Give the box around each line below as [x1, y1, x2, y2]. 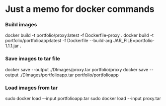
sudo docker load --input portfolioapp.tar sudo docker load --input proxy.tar [5, 96, 162, 102]
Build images [5, 21, 37, 28]
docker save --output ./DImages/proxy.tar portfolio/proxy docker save [5, 66, 149, 72]
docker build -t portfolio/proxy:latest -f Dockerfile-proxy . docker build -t [5, 32, 154, 38]
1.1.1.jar [5, 43, 19, 49]
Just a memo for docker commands [5, 3, 155, 15]
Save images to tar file [5, 55, 61, 62]
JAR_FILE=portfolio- [113, 38, 155, 44]
